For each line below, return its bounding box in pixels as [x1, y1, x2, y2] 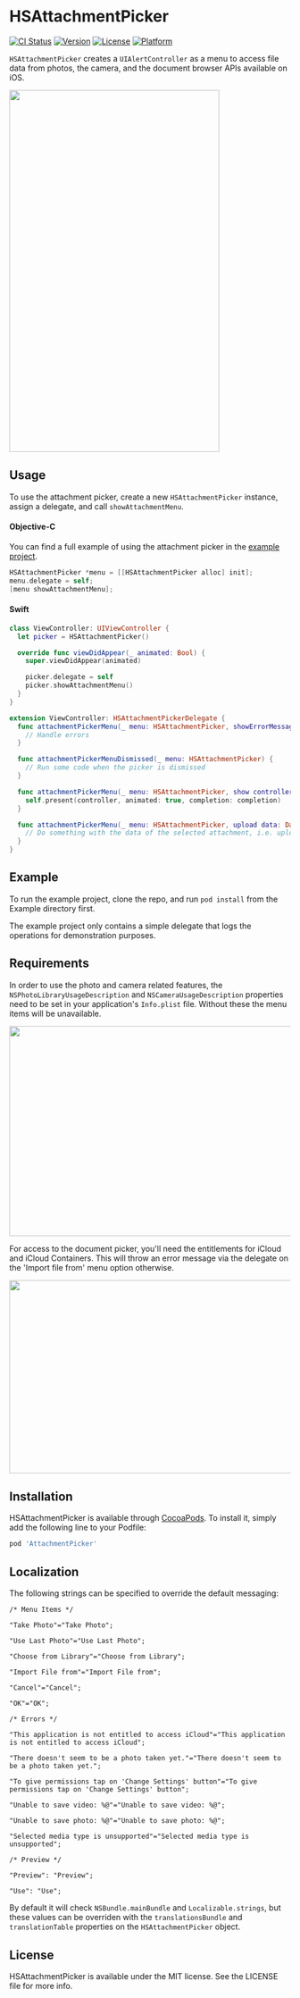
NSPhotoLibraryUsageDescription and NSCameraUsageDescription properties [9, 989, 284, 1000]
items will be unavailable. [9, 1008, 102, 1019]
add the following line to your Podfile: [9, 1522, 147, 1533]
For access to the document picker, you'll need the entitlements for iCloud [9, 1243, 281, 1254]
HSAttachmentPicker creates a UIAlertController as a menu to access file [9, 53, 279, 63]
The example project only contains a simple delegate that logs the [9, 920, 252, 931]
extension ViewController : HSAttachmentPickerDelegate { [9, 713, 226, 723]
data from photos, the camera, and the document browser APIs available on [9, 63, 288, 73]
